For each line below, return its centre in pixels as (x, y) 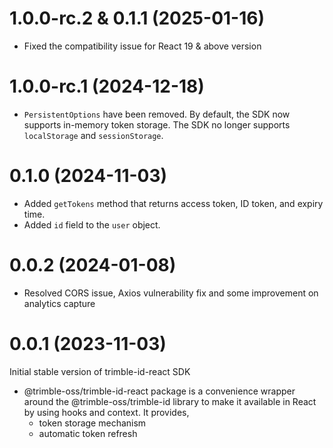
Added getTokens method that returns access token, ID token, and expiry (173, 203)
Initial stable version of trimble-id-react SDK (100, 371)
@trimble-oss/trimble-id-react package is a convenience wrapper (159, 391)
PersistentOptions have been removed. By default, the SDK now (157, 114)
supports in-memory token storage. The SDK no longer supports (157, 124)
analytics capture (59, 303)
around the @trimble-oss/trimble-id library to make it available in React (170, 401)
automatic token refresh (88, 433)
